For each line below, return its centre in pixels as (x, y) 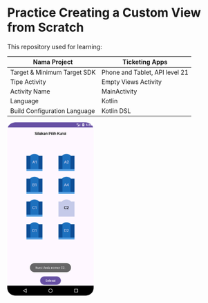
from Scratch (46, 27)
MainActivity (119, 92)
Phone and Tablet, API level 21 (145, 72)
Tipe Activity (28, 82)
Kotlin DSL (116, 111)
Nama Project (53, 62)
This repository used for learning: (55, 46)
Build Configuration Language (53, 111)
